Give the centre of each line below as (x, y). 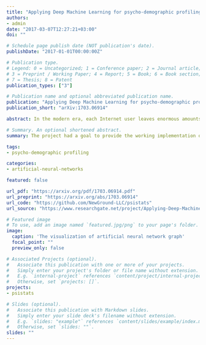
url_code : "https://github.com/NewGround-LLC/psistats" (79, 203)
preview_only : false (38, 248)
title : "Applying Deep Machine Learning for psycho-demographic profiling (104, 12)
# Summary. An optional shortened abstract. (64, 130)
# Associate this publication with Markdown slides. (78, 310)
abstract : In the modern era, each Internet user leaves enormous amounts (104, 119)
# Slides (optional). (34, 304)
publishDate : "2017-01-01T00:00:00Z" (55, 52)
